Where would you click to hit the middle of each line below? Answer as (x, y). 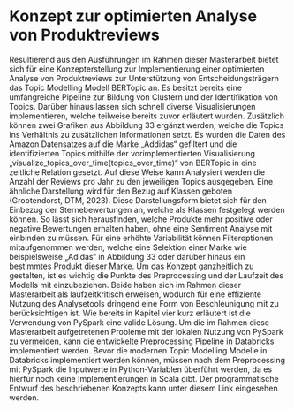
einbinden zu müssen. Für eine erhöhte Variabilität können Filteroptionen (141, 238)
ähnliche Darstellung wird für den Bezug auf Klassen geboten (121, 191)
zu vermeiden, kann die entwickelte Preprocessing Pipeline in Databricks (142, 341)
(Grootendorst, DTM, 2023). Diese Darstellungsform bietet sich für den (138, 200)
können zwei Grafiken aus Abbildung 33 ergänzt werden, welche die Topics (147, 125)
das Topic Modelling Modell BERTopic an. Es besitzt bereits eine (126, 87)
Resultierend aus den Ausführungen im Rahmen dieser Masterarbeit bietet (144, 59)
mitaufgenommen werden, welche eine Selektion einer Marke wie (128, 247)
